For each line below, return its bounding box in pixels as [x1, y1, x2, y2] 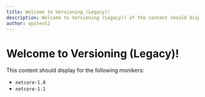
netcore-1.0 [15, 80, 46, 86]
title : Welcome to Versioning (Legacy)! [6, 9, 111, 15]
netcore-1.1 [15, 86, 46, 92]
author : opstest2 [6, 20, 51, 26]
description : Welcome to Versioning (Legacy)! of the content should [6, 15, 187, 21]
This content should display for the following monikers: [6, 66, 145, 74]
